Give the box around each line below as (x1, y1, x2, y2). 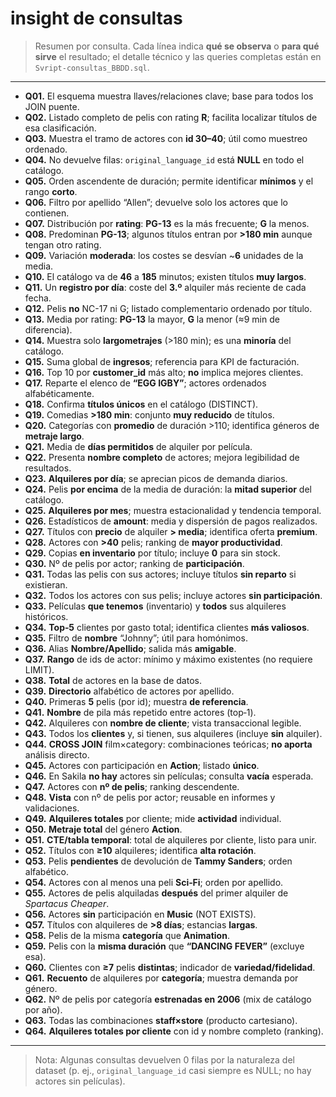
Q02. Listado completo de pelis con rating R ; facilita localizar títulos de (24, 111, 318, 123)
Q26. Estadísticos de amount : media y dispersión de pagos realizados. (24, 515, 318, 527)
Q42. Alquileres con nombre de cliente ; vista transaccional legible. (24, 717, 302, 729)
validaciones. (24, 802, 80, 814)
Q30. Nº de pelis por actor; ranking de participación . (24, 557, 245, 569)
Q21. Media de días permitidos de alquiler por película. (24, 440, 253, 452)
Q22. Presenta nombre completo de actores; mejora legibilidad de (24, 451, 300, 463)
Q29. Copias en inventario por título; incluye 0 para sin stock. (24, 547, 281, 559)
